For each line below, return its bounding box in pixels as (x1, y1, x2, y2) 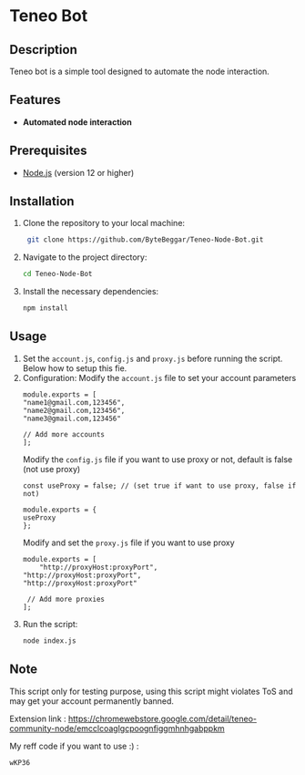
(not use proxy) (22, 463, 81, 474)
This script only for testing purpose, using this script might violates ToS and (9, 686, 293, 697)
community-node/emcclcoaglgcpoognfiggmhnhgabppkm (9, 722, 225, 734)
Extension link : (9, 713, 66, 724)
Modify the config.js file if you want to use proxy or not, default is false (22, 453, 293, 465)
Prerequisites (9, 143, 87, 159)
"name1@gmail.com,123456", (22, 398, 126, 407)
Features (9, 92, 61, 108)
